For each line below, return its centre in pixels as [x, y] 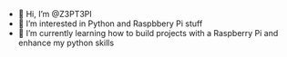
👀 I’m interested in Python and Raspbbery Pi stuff [110, 24]
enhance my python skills [66, 43]
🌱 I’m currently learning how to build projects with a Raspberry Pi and [148, 33]
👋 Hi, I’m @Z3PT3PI [55, 14]
